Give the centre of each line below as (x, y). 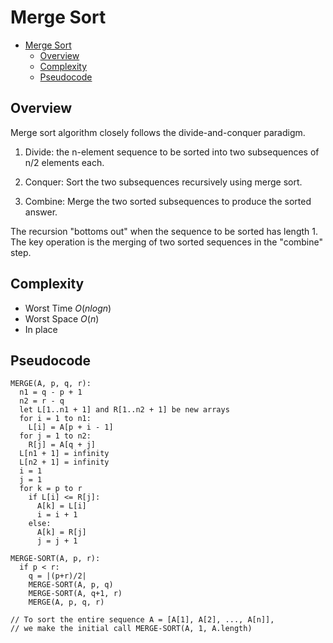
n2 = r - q (42, 401)
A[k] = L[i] (61, 506)
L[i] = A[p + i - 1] (71, 427)
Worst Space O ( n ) (62, 318)
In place (41, 329)
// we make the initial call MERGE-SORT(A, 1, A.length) (131, 629)
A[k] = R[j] (61, 532)
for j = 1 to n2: (55, 436)
